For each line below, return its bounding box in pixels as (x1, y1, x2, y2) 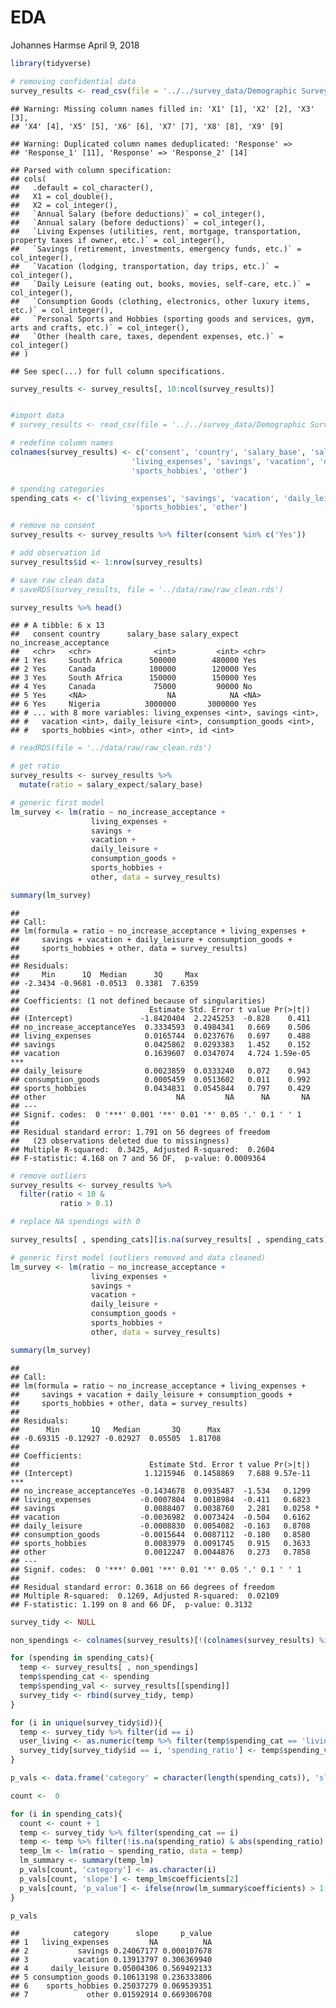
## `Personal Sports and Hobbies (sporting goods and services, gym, (10, 314, 315, 324)
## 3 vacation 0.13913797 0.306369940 (10, 1955, 213, 1965)
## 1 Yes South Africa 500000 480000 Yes (10, 656, 257, 666)
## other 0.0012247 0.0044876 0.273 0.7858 (10, 1547, 311, 1557)
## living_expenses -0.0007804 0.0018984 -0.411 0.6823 (10, 1494, 311, 1505)
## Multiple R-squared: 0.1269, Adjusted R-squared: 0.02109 (10, 1591, 280, 1601)
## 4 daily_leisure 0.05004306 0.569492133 (10, 1964, 213, 1974)
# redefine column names (10, 438, 114, 448)
